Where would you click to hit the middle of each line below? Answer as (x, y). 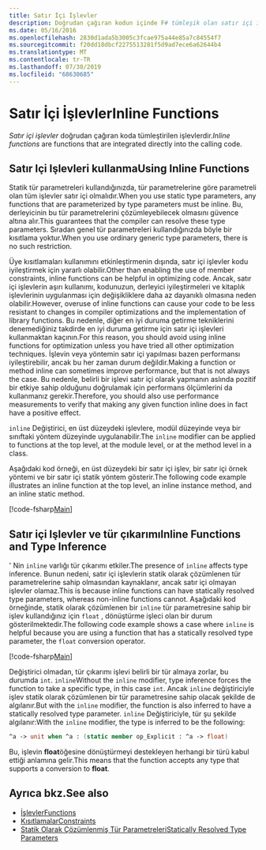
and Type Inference (58, 546)
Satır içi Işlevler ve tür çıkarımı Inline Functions (125, 534)
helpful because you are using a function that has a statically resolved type (131, 633)
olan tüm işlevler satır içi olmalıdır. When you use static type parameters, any (133, 196)
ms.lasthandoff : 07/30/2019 (55, 67)
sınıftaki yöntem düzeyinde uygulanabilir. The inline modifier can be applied (132, 436)
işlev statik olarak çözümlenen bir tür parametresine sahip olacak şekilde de (132, 697)
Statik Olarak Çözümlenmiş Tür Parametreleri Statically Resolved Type (133, 829)
